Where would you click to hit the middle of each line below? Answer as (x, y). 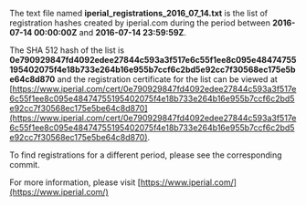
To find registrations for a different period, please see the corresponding (146, 155)
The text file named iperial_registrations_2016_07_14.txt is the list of (138, 13)
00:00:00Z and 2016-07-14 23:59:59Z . (110, 32)
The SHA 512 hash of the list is (67, 50)
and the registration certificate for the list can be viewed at (168, 79)
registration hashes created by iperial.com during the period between (140, 23)
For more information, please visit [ (75, 182)
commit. (25, 165)
